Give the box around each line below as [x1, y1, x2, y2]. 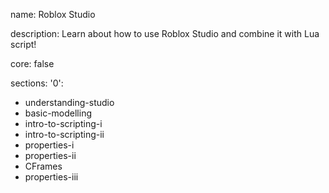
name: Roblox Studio [10, 9, 96, 20]
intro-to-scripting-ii [24, 129, 105, 140]
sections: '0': [10, 77, 64, 89]
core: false [10, 58, 55, 69]
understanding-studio [24, 97, 115, 108]
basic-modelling [24, 107, 93, 119]
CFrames [24, 160, 63, 172]
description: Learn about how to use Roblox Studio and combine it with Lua [10, 28, 320, 39]
